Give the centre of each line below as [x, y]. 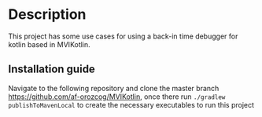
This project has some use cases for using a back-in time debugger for [123, 36]
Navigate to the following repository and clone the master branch [114, 88]
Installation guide [52, 69]
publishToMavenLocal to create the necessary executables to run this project [131, 104]
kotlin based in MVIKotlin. [49, 44]
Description [47, 15]
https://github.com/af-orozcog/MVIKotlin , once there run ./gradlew [117, 97]
